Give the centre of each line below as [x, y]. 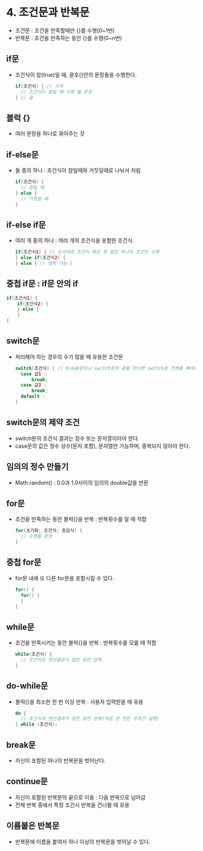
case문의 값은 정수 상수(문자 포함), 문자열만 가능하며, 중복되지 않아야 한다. [102, 446]
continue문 [27, 782]
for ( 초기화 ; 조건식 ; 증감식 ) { [49, 531]
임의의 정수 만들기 [37, 467]
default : [33, 397]
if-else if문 [26, 225]
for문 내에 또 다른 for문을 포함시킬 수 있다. [65, 578]
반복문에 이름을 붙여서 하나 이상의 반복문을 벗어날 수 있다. [83, 841]
